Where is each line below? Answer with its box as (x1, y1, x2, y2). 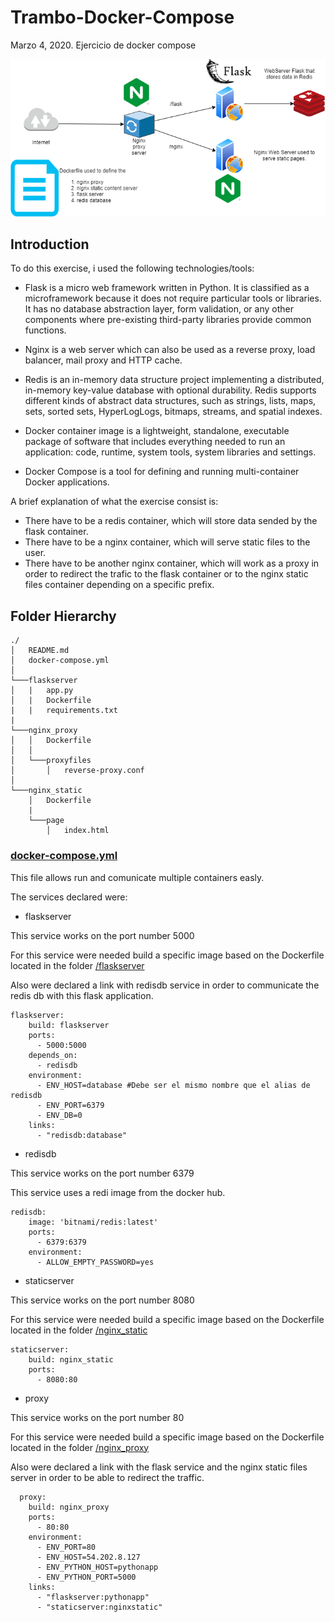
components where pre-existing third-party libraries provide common (24, 314, 312, 326)
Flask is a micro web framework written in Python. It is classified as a (24, 282, 310, 294)
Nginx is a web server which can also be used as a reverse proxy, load (24, 344, 316, 356)
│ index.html (46, 826, 110, 836)
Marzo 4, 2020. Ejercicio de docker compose (10, 39, 197, 51)
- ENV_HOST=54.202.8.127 (36, 1552, 141, 1562)
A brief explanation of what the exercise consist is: (10, 496, 219, 508)
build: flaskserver (28, 1020, 110, 1030)
